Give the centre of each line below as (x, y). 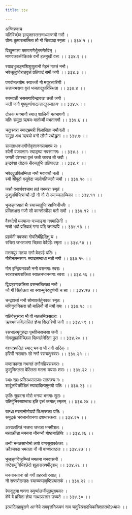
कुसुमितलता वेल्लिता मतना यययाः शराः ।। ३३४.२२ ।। (50, 370)
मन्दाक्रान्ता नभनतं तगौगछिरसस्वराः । (35, 363)
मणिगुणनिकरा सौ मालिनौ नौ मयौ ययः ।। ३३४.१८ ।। (49, 306)
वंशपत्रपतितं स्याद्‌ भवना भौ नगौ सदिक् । (37, 348)
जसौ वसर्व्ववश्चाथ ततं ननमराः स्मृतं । (35, 189)
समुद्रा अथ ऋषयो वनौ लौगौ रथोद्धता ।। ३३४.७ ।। (47, 136)
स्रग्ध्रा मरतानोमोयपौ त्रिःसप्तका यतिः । (35, 411)
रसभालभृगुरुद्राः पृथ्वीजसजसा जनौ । (34, 332)
